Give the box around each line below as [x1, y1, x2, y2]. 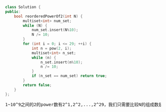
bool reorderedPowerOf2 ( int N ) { [14, 14, 83, 19]
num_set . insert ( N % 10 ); [31, 28, 79, 33]
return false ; [23, 82, 52, 87]
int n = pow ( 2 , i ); [31, 46, 72, 51]
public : [5, 9, 21, 14]
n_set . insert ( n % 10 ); [40, 60, 83, 65]
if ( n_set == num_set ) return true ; [31, 74, 107, 78]
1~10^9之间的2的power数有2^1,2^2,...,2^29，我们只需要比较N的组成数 [5, 102, 159, 107]
